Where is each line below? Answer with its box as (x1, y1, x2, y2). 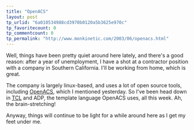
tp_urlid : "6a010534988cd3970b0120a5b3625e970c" (6, 19, 127, 25)
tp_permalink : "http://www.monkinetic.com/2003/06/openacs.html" (6, 36, 169, 42)
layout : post (6, 14, 38, 20)
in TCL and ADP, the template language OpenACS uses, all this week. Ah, (6, 94, 183, 101)
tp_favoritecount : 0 (6, 25, 57, 31)
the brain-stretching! (6, 101, 56, 107)
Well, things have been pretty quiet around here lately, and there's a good (6, 52, 183, 59)
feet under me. (6, 118, 42, 125)
